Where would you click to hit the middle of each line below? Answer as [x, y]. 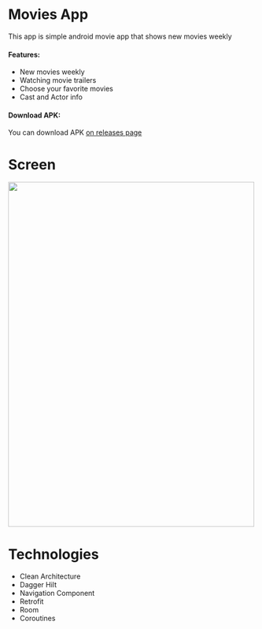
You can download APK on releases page [75, 132]
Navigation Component [57, 594]
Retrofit [31, 601]
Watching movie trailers [58, 80]
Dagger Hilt [38, 585]
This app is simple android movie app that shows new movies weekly [120, 36]
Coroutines [37, 618]
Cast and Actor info [51, 97]
